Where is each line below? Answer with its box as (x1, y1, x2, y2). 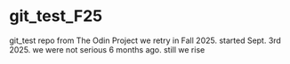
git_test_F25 (9, 6, 103, 26)
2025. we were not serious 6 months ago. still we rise (9, 44, 205, 54)
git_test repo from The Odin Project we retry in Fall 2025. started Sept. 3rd (9, 35, 282, 46)
